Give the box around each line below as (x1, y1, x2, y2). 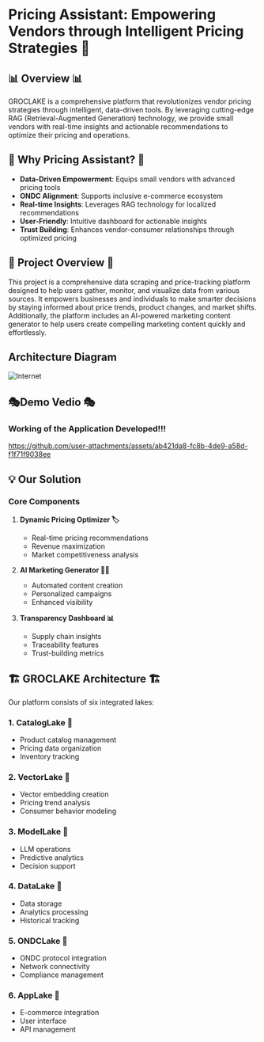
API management (19, 1025, 77, 1034)
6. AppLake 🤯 (8, 990, 61, 1001)
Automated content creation (31, 580, 123, 590)
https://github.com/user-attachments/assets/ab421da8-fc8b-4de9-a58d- (8, 441, 248, 451)
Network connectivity (19, 962, 91, 972)
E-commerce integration (19, 1008, 100, 1017)
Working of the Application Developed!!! (8, 423, 167, 434)
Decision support (19, 861, 77, 870)
